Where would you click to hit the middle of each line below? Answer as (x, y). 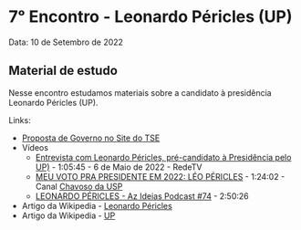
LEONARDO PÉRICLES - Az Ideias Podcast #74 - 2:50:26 (142, 196)
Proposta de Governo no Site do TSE (91, 138)
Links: (20, 120)
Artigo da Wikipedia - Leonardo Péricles (97, 205)
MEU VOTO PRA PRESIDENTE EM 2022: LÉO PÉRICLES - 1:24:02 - (160, 176)
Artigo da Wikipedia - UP (68, 215)
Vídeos (35, 147)
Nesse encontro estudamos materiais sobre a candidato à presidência (140, 92)
